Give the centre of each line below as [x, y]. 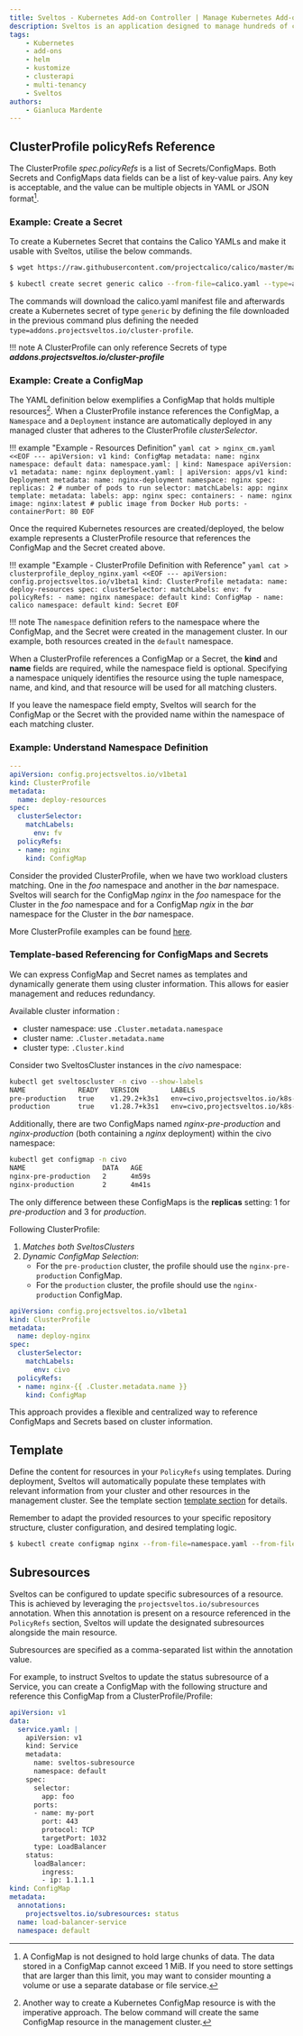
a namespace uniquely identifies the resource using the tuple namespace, [147, 677]
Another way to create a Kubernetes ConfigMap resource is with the [149, 2003]
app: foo [58, 1796]
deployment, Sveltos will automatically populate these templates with [138, 1481]
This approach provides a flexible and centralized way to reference [134, 1412]
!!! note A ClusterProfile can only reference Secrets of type [118, 347]
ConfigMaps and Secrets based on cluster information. [111, 1422]
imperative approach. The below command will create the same [141, 2012]
